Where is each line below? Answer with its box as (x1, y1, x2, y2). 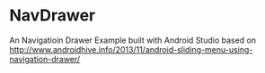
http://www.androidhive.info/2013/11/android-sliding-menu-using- (9, 44, 253, 54)
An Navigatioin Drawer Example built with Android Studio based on (9, 35, 257, 45)
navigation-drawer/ (9, 53, 81, 64)
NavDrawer (9, 5, 96, 26)
